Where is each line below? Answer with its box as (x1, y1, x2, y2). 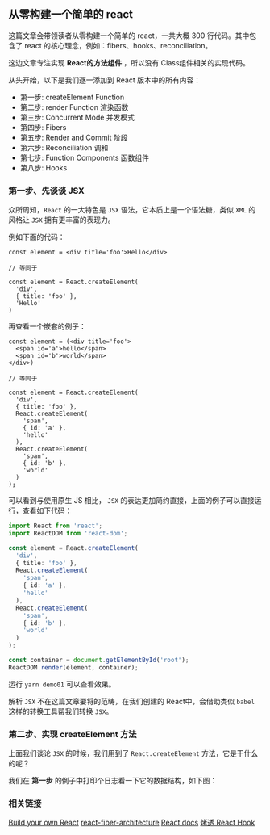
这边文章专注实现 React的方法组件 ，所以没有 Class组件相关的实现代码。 (8, 57, 251, 67)
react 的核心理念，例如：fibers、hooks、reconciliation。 (23, 40, 213, 50)
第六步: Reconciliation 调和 (19, 142, 109, 152)
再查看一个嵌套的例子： (8, 321, 86, 331)
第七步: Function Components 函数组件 (19, 153, 150, 162)
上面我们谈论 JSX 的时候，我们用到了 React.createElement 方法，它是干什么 (8, 749, 259, 758)
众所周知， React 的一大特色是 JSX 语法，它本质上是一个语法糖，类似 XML (8, 205, 247, 215)
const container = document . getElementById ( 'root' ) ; (8, 657, 189, 665)
